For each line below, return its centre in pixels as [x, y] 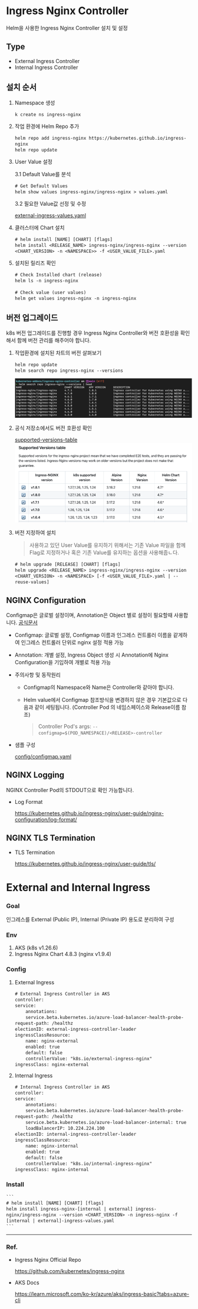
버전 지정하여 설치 [35, 533]
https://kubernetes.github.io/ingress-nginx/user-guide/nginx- [89, 813]
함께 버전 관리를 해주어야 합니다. [54, 341]
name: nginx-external [52, 1041]
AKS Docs [27, 1282]
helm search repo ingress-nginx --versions [69, 371]
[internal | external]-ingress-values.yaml [60, 1221]
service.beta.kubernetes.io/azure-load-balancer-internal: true [106, 1122]
